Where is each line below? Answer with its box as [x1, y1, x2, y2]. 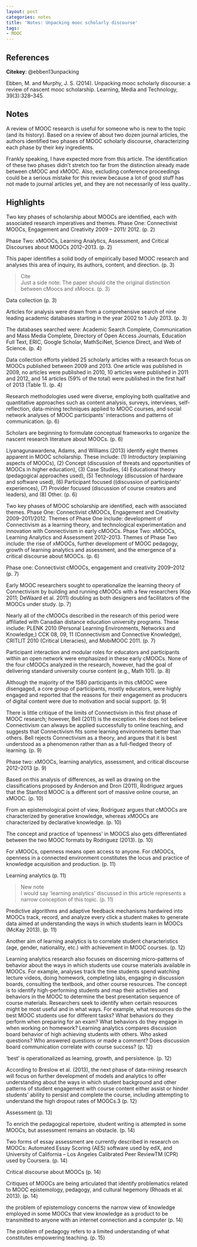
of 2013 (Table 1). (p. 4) [6, 381, 63, 388]
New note [20, 883, 44, 890]
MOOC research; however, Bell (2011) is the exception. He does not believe [6, 715, 188, 722]
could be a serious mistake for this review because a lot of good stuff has [6, 174, 184, 181]
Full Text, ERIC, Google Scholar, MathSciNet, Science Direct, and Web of [6, 338, 182, 346]
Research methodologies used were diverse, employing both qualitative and [6, 392, 190, 399]
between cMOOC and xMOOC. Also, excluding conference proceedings [6, 168, 181, 175]
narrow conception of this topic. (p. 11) [20, 896, 113, 903]
